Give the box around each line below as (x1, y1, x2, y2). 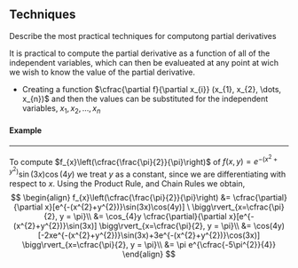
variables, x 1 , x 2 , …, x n (21, 102, 101, 115)
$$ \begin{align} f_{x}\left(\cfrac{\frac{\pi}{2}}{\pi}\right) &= (10, 192, 231, 202)
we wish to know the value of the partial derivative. (9, 67, 196, 77)
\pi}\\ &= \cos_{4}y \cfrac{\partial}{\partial (73, 210, 228, 221)
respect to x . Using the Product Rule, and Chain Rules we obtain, (9, 177, 246, 189)
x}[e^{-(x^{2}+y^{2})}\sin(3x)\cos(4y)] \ (44, 201, 191, 212)
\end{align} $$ (122, 248, 176, 259)
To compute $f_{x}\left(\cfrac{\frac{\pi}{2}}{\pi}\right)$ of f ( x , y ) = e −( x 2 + (9, 153, 278, 167)
